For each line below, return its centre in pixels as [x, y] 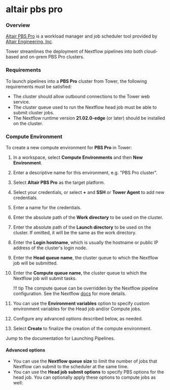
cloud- [151, 51]
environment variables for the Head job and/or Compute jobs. [77, 309]
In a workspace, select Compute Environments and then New [78, 157]
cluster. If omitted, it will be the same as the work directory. [75, 233]
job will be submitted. [35, 263]
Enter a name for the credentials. [47, 208]
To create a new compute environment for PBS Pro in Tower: [69, 148]
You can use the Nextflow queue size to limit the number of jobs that [85, 361]
